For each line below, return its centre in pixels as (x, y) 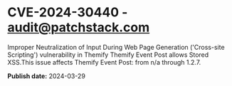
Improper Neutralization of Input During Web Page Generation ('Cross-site (116, 47)
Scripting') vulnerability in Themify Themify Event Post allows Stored (108, 55)
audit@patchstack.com (79, 27)
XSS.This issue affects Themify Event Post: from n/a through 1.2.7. (104, 62)
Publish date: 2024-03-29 (46, 76)
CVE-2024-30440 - (68, 12)
